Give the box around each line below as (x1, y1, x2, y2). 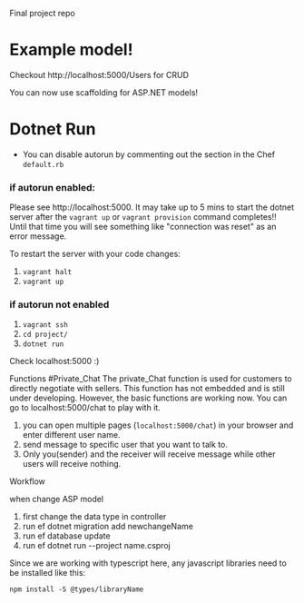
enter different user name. (22, 430, 121, 440)
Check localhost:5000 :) (9, 356, 100, 367)
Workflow (9, 476, 45, 487)
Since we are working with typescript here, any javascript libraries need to (9, 558, 288, 568)
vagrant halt (22, 268, 73, 277)
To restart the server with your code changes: (9, 249, 181, 260)
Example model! (9, 40, 133, 60)
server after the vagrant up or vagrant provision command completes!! (9, 212, 277, 222)
